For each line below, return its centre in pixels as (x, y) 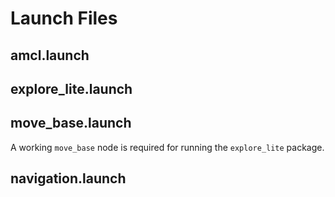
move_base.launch (71, 123)
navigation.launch (68, 178)
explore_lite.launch (71, 88)
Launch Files (64, 18)
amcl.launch (50, 55)
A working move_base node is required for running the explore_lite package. (167, 147)
